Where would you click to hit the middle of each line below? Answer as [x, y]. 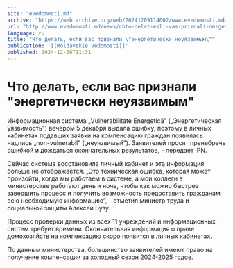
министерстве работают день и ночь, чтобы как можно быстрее [103, 185]
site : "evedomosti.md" [40, 14]
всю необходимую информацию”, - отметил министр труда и [98, 200]
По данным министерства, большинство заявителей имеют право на [110, 249]
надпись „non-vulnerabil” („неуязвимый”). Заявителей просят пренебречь [116, 142]
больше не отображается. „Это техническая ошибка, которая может [109, 171]
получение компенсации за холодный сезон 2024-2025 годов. [100, 257]
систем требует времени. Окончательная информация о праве [101, 228]
